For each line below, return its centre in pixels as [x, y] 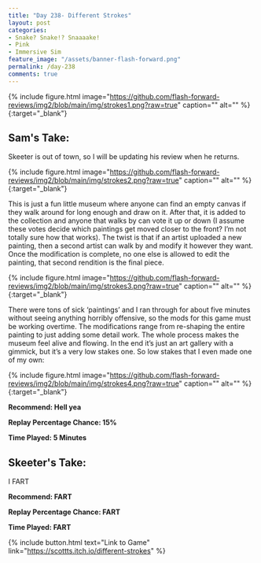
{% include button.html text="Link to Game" [79, 543]
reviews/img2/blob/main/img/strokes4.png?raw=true [94, 383]
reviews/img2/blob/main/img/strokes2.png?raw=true [94, 180]
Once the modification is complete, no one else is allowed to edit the [119, 254]
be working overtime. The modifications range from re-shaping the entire [127, 327]
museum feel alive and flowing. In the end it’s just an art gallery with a [121, 343]
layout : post [29, 23]
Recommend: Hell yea [45, 407]
